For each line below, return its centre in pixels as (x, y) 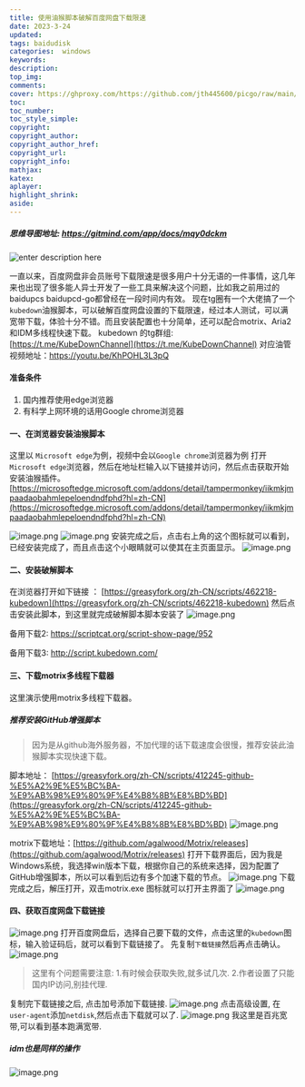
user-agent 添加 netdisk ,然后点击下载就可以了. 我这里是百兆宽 (148, 1014)
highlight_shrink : (44, 195)
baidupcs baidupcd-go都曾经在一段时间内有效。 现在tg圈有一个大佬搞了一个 (152, 298)
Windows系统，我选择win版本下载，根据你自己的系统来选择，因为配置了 (145, 865)
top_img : (26, 77)
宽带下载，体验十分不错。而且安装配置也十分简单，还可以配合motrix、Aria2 (151, 321)
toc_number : (32, 111)
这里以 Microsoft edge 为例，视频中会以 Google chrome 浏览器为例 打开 (138, 456)
